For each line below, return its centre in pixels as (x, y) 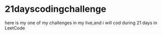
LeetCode (15, 28)
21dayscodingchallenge (55, 9)
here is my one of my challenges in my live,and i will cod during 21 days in (81, 23)
